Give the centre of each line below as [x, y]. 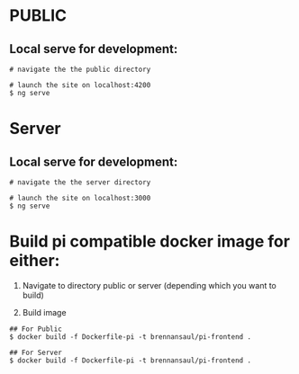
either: [35, 261]
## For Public [36, 329]
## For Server [36, 352]
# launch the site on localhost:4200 [80, 85]
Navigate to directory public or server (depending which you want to [149, 285]
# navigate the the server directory [80, 183]
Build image [44, 312]
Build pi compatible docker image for [150, 241]
